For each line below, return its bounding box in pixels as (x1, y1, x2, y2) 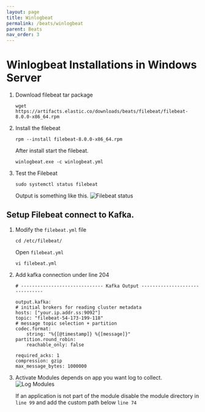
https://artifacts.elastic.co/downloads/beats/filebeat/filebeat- (15, 108, 188, 115)
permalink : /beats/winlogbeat (6, 20, 84, 26)
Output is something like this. (15, 192, 89, 199)
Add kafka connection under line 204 (15, 271, 110, 278)
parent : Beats (6, 26, 43, 32)
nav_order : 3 (6, 32, 40, 38)
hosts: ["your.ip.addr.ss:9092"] (15, 309, 101, 315)
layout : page (6, 9, 40, 15)
